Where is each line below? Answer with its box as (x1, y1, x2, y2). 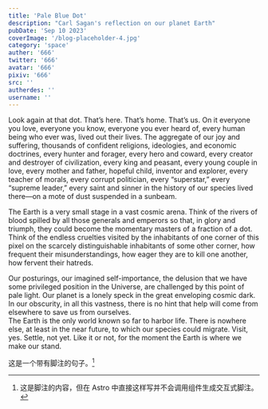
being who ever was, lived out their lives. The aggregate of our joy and (8, 133, 241, 142)
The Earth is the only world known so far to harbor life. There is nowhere (8, 316, 247, 326)
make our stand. (8, 341, 62, 351)
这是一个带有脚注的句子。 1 (8, 357, 95, 367)
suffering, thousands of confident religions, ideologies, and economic (8, 141, 237, 150)
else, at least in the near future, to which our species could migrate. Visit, (8, 324, 249, 334)
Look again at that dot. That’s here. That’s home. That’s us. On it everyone (8, 115, 251, 125)
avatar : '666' (8, 64, 56, 72)
